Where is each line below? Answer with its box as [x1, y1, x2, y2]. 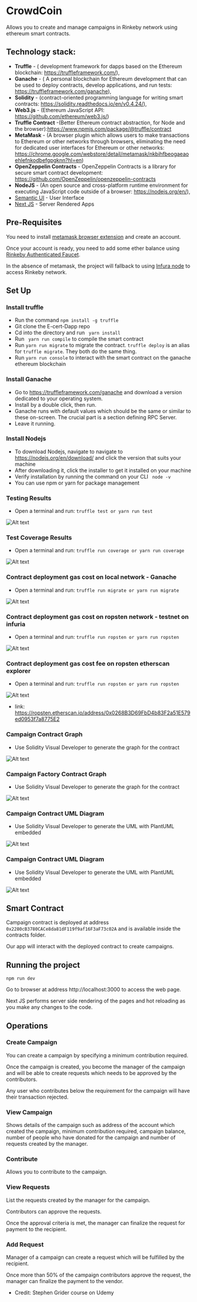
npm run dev [6, 975, 35, 982]
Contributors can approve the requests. [6, 1208, 102, 1215]
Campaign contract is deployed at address [6, 919, 109, 926]
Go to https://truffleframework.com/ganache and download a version [14, 388, 182, 395]
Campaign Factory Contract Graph [6, 770, 107, 778]
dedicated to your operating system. [14, 395, 103, 402]
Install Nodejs [6, 434, 46, 443]
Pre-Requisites [6, 217, 62, 228]
